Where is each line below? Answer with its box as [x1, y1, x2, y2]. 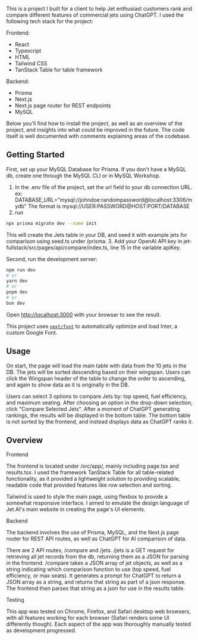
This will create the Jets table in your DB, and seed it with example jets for [6, 231, 187, 238]
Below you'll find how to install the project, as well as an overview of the [6, 120, 183, 127]
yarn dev [6, 278, 28, 284]
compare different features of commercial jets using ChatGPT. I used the [6, 11, 184, 18]
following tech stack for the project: [6, 18, 93, 24]
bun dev [6, 300, 26, 306]
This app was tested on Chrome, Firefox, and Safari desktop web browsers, [6, 608, 191, 615]
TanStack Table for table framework [14, 66, 103, 73]
